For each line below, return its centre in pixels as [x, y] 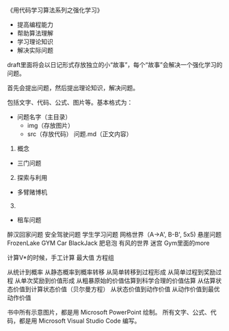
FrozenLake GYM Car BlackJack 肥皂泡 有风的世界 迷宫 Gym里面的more [108, 243]
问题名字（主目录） [44, 117]
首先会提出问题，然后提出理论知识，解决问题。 [73, 88]
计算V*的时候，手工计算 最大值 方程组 [61, 257]
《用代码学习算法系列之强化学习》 [55, 10]
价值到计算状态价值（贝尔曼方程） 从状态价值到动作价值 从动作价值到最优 [116, 289]
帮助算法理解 [35, 33]
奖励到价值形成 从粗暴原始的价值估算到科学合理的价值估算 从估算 [124, 280]
